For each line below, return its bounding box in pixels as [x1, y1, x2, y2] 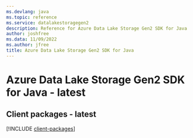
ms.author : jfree [6, 42, 49, 48]
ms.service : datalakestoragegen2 [6, 20, 89, 26]
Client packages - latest [6, 109, 97, 120]
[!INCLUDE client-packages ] [6, 125, 75, 132]
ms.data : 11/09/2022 [6, 36, 58, 42]
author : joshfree [6, 31, 49, 37]
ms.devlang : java [6, 8, 49, 15]
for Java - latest [6, 86, 86, 99]
